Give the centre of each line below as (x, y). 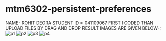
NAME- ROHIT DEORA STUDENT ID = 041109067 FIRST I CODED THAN (79, 23)
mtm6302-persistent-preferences (78, 9)
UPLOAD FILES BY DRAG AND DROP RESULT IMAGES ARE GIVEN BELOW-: (83, 28)
